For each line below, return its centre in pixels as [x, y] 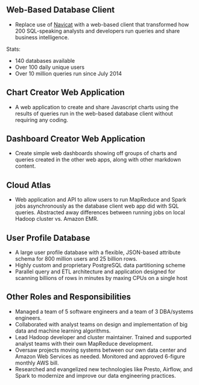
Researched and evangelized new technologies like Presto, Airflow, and [104, 369]
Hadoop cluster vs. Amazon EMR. [57, 219]
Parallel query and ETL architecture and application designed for [95, 272]
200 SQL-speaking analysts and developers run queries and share [97, 31]
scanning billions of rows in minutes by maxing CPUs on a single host [101, 278]
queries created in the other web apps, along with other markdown [98, 160]
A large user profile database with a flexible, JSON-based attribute [98, 252]
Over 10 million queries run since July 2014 [68, 73]
